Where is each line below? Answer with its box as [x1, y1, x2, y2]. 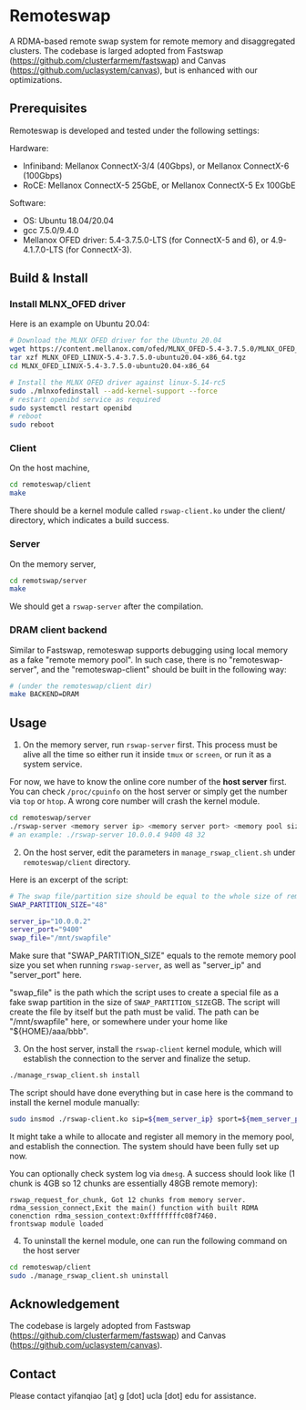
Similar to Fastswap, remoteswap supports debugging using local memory [9, 644, 289, 655]
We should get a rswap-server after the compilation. [9, 601, 204, 612]
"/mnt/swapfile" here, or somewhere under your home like [9, 1016, 228, 1027]
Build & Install [9, 271, 88, 286]
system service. [22, 758, 83, 770]
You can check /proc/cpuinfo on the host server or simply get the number [9, 786, 289, 798]
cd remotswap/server [9, 576, 88, 585]
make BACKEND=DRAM [9, 690, 79, 699]
